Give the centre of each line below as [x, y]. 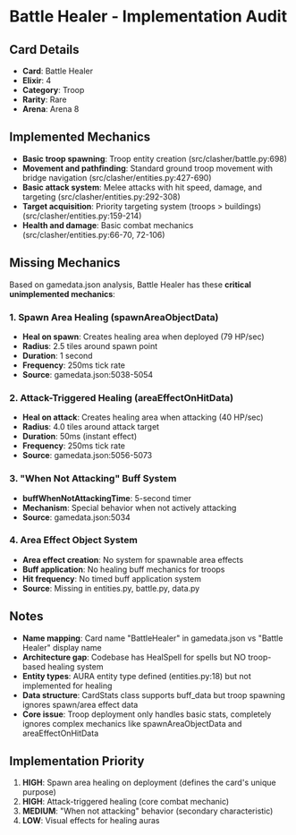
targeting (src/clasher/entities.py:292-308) [101, 196]
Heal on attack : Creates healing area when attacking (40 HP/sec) [143, 417]
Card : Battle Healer [58, 71]
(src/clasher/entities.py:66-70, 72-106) [93, 234]
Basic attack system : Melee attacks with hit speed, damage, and [142, 187]
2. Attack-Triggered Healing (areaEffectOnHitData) [122, 397]
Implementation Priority [77, 761]
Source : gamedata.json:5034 [76, 517]
